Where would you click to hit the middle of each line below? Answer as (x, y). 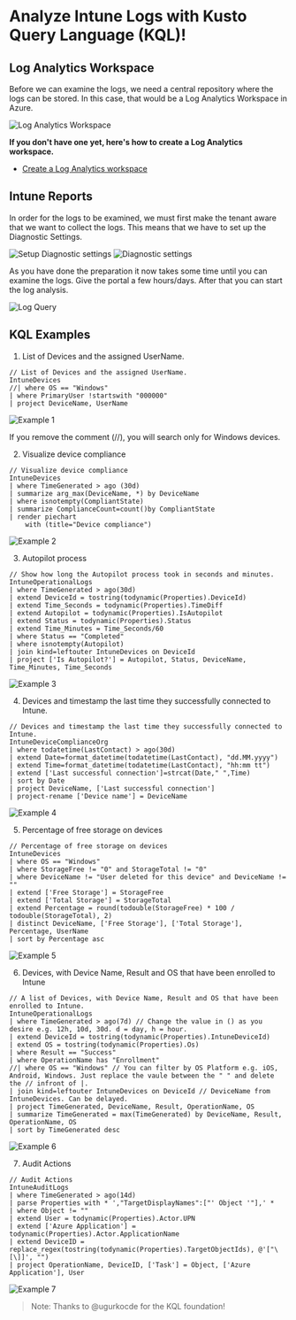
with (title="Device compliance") (88, 524)
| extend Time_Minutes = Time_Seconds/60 (87, 629)
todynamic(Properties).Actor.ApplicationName (94, 1234)
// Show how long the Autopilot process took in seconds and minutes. (142, 574)
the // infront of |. (49, 1083)
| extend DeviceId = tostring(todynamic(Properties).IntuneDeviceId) (140, 1037)
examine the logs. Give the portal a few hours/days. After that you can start (146, 280)
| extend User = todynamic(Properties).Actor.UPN (102, 1218)
